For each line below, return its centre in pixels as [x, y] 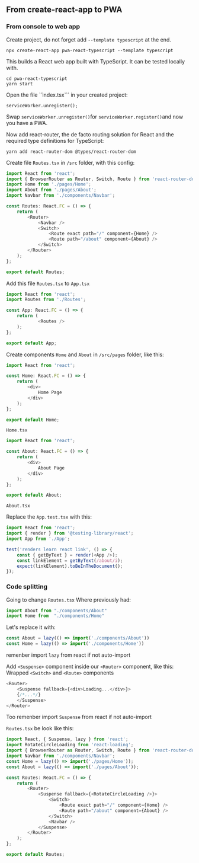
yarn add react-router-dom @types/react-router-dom [71, 151]
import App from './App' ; [38, 539]
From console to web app [43, 27]
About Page [51, 468]
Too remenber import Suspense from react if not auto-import [79, 717]
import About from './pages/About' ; [51, 190]
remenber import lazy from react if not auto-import [68, 655]
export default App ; [32, 343]
